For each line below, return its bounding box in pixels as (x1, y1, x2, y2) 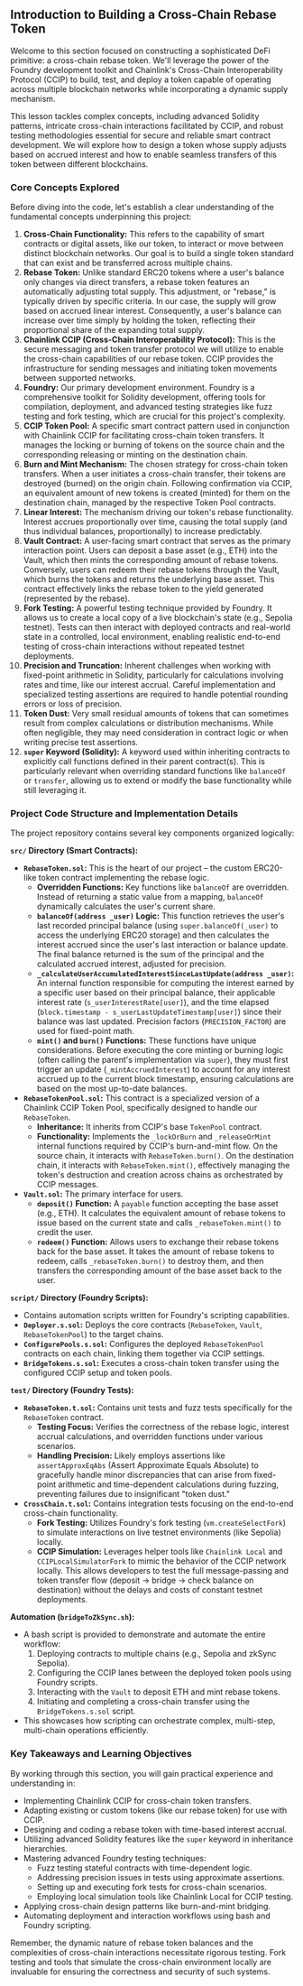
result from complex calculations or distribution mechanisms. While (23, 717, 274, 729)
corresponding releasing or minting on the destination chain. (23, 449, 249, 460)
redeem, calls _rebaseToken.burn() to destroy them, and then (36, 1256, 264, 1267)
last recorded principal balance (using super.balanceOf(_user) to (36, 920, 279, 931)
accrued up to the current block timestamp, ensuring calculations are (36, 1074, 294, 1085)
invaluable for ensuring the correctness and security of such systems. (10, 1966, 271, 1977)
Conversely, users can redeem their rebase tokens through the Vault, (23, 564, 280, 576)
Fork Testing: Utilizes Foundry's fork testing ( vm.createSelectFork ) (36, 1518, 287, 1529)
